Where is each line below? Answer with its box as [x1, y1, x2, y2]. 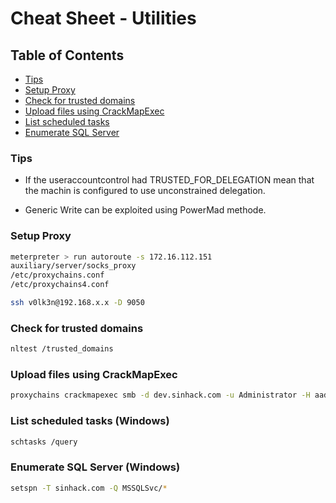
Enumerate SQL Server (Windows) [10, 460, 181, 474]
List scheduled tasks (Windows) [10, 414, 170, 428]
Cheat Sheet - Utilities [10, 7, 197, 30]
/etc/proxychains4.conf [10, 280, 110, 290]
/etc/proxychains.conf [10, 270, 105, 281]
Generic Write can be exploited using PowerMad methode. [24, 204, 267, 216]
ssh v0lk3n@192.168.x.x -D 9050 [10, 298, 145, 308]
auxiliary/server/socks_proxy [10, 261, 137, 271]
